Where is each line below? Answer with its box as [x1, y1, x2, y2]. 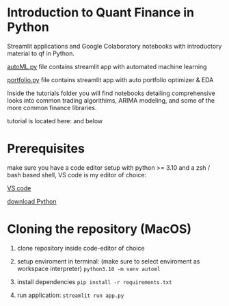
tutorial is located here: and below [7, 116, 103, 125]
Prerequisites [7, 141, 85, 157]
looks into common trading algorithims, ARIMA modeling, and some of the [7, 96, 215, 104]
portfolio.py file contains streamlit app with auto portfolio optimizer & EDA [7, 75, 214, 84]
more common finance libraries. [7, 103, 97, 112]
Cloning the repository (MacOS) [7, 221, 192, 237]
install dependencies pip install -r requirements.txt [16, 277, 172, 285]
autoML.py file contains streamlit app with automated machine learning [7, 62, 207, 71]
